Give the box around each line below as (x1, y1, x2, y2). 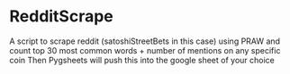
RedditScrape (9, 6, 114, 27)
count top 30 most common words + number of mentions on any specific (9, 45, 281, 55)
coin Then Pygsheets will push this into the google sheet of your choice (9, 54, 275, 65)
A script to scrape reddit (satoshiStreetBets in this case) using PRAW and (9, 36, 281, 46)
